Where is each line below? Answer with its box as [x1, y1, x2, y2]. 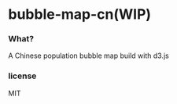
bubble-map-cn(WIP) [8, 5, 152, 23]
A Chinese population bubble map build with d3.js [8, 51, 169, 60]
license [8, 70, 37, 81]
